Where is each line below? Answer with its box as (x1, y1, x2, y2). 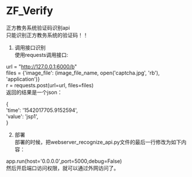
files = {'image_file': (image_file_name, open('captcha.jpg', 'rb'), (6, 69, 160, 76)
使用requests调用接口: (14, 51, 68, 58)
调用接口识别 (14, 44, 46, 51)
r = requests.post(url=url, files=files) (6, 81, 94, 88)
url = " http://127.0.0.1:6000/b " (6, 63, 77, 70)
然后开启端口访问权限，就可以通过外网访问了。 (6, 164, 119, 171)
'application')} (6, 75, 40, 83)
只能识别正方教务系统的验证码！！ (6, 31, 88, 39)
